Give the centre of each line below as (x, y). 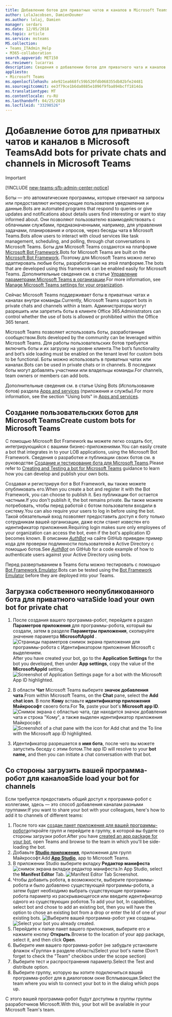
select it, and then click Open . (44, 940)
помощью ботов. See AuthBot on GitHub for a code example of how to (80, 549)
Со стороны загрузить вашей (55, 770)
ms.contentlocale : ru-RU (32, 96)
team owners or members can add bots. (48, 376)
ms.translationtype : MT (31, 91)
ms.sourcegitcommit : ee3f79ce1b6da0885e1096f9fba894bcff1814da (74, 86)
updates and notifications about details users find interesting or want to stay (86, 214)
